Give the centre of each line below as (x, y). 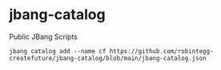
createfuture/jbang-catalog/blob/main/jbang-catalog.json (108, 58)
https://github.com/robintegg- (162, 51)
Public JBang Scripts (44, 37)
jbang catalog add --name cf (58, 51)
